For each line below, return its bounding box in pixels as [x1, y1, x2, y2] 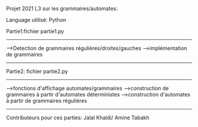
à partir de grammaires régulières [6, 97, 87, 104]
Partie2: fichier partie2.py [6, 68, 68, 75]
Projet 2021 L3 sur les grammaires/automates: [6, 5, 118, 12]
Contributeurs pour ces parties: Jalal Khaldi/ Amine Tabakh [6, 114, 150, 121]
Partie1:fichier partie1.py [6, 28, 64, 35]
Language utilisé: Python [6, 16, 67, 23]
